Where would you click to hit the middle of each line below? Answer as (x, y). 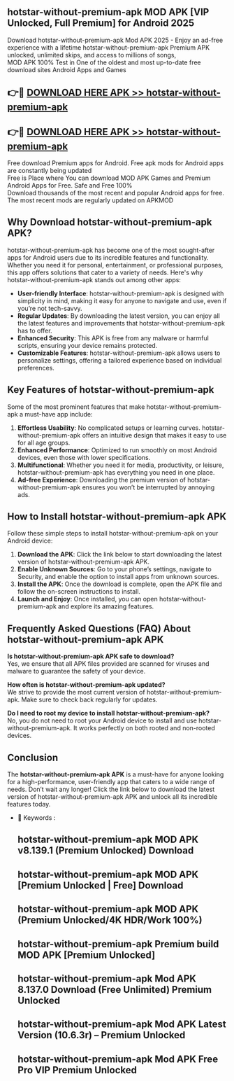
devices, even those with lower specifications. (84, 457)
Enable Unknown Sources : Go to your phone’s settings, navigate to (114, 569)
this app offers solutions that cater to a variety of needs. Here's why (105, 272)
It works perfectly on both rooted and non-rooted (144, 728)
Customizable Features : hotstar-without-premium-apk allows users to (119, 353)
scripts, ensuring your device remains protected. (87, 345)
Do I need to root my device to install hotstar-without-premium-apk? (108, 713)
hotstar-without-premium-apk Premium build (118, 944)
